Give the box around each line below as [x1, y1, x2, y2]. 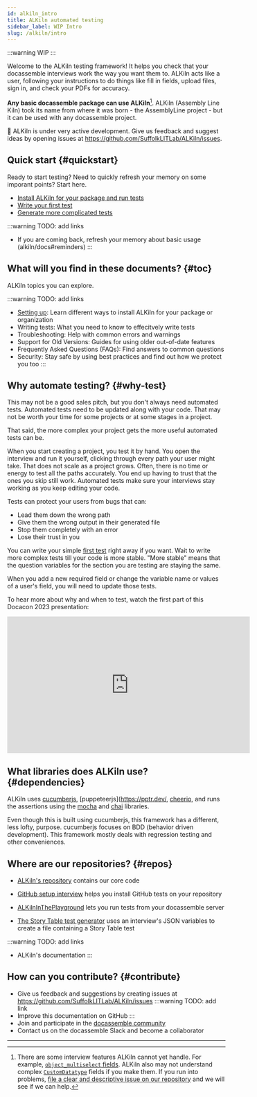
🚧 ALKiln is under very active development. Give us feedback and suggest [7, 126, 219, 135]
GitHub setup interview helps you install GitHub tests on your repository [17, 890, 222, 898]
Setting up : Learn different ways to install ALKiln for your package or [17, 308, 213, 316]
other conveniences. [7, 837, 66, 847]
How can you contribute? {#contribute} [7, 971, 181, 983]
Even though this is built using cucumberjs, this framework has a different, [7, 816, 220, 824]
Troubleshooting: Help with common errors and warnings [17, 330, 181, 339]
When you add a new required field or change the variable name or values [7, 575, 219, 583]
